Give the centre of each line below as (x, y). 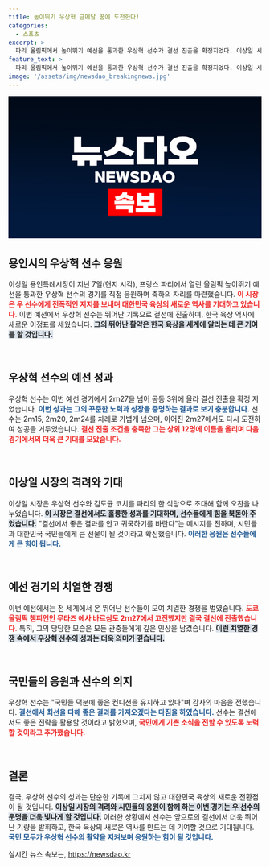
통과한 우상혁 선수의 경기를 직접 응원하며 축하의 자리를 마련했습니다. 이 (133, 295)
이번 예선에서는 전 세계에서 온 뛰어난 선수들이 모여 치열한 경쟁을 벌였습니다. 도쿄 (134, 608)
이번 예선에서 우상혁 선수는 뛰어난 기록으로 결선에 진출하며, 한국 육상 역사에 (137, 315)
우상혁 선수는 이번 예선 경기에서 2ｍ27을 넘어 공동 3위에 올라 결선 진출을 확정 (129, 398)
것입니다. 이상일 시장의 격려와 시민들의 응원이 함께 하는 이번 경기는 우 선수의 (142, 807)
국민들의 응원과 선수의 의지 (70, 681)
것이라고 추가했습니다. (51, 733)
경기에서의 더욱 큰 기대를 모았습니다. (65, 439)
